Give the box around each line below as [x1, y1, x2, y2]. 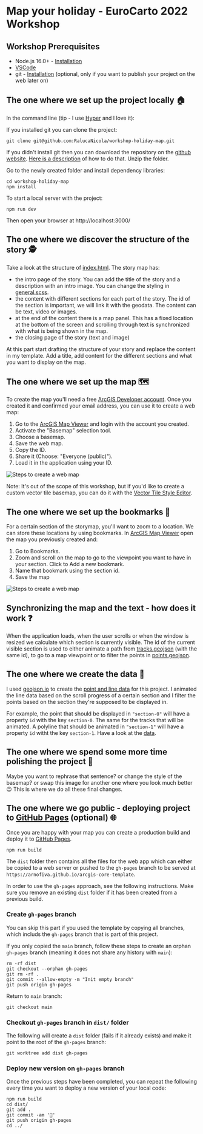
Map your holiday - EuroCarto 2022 [6, 4, 188, 18]
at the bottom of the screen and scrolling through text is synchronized [15, 321, 190, 328]
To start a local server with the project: [6, 194, 103, 202]
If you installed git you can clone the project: [6, 126, 118, 133]
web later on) [15, 77, 48, 84]
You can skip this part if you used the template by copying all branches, [6, 924, 185, 931]
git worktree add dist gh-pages [6, 1050, 88, 1056]
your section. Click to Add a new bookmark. [15, 561, 125, 568]
